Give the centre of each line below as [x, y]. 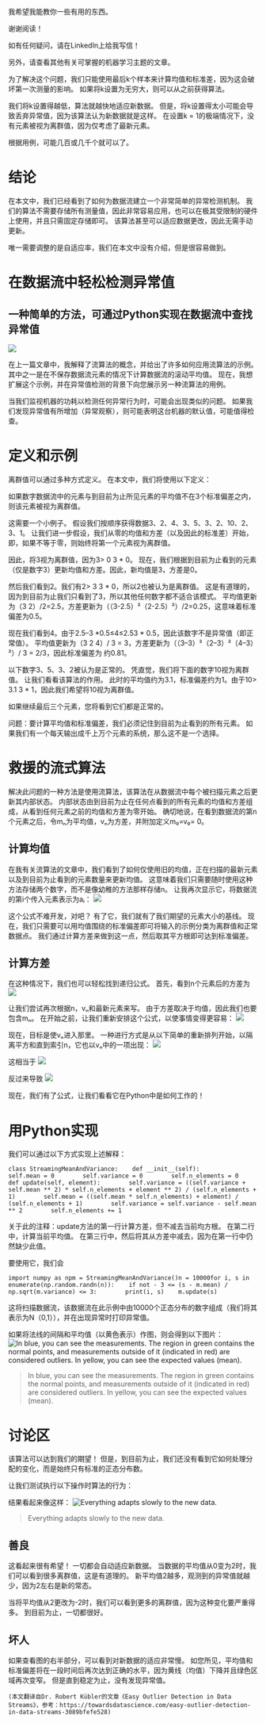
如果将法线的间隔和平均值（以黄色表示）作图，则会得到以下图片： [116, 1334]
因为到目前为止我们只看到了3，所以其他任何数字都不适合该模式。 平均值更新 [133, 596]
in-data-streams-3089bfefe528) [60, 1712]
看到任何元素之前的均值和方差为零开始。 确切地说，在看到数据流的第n [143, 811]
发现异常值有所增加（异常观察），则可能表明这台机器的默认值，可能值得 [131, 411]
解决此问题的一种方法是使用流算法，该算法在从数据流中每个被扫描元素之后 [129, 791]
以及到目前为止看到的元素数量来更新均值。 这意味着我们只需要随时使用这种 [131, 879]
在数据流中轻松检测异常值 [92, 283]
